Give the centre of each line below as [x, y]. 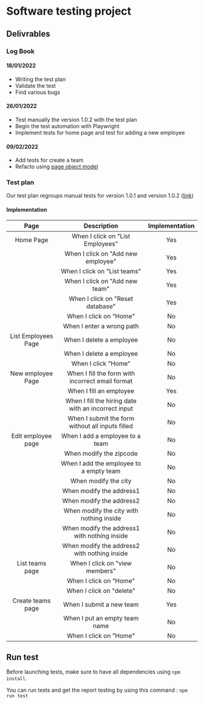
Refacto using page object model [56, 167]
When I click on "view [101, 563]
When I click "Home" [101, 363]
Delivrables [28, 34]
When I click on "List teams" [101, 271]
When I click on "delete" [101, 591]
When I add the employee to [101, 463]
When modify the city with [101, 511]
